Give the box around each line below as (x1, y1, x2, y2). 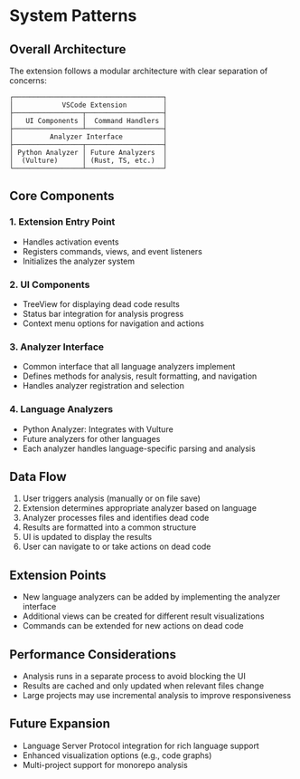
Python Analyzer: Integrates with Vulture (22, 423, 173, 435)
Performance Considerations (9, 647, 176, 662)
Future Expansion (9, 716, 111, 732)
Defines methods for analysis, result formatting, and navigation (22, 370, 258, 381)
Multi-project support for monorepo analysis (22, 759, 188, 770)
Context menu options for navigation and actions (22, 318, 205, 329)
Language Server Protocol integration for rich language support (22, 740, 259, 751)
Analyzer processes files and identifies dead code (22, 513, 210, 524)
